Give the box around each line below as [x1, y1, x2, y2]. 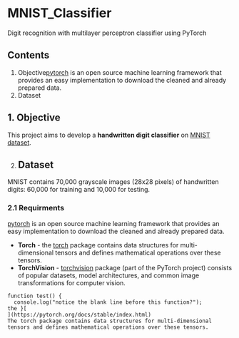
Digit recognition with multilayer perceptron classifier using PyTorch [7, 29, 207, 37]
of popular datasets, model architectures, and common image [17, 271, 200, 280]
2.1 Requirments [7, 203, 65, 213]
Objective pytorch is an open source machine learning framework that [17, 68, 223, 76]
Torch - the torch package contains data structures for [17, 240, 179, 249]
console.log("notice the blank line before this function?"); [14, 298, 203, 306]
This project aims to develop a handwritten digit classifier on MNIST [7, 130, 210, 139]
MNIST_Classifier [7, 5, 112, 21]
